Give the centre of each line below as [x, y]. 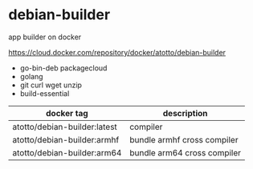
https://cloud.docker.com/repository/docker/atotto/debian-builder [117, 52]
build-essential [45, 93]
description [185, 113]
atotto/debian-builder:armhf [66, 139]
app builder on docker [45, 37]
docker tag [67, 113]
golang [31, 76]
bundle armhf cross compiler [184, 139]
